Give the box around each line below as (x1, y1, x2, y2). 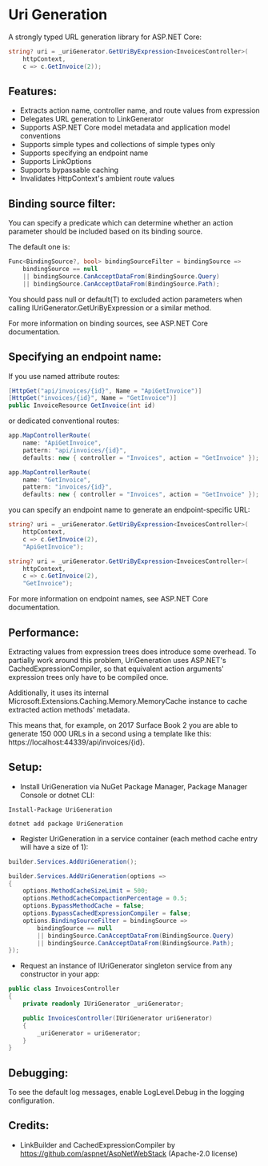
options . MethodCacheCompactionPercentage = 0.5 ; (22, 894, 188, 903)
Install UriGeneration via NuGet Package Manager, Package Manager (19, 781, 248, 791)
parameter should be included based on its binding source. (8, 226, 203, 237)
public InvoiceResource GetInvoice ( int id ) (8, 401, 156, 409)
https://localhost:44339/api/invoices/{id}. (8, 737, 146, 747)
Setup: (8, 761, 42, 774)
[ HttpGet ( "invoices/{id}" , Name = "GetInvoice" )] (8, 394, 178, 402)
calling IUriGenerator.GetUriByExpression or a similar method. (8, 302, 212, 313)
